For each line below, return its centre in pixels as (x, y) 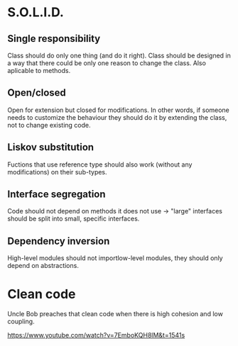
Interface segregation (56, 195)
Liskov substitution (51, 147)
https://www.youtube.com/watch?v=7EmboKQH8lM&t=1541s (96, 335)
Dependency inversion (59, 241)
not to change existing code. (49, 125)
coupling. (21, 322)
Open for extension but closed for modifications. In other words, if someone (118, 110)
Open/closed (37, 93)
